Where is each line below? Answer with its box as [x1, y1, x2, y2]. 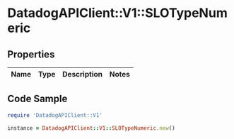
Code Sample [7, 93, 68, 105]
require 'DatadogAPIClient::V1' [7, 111, 103, 118]
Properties [7, 48, 55, 60]
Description [62, 69, 103, 79]
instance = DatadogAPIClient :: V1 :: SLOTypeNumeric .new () [7, 124, 175, 132]
